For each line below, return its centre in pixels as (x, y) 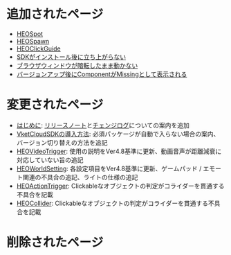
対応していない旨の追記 (50, 159)
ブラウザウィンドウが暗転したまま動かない (77, 65)
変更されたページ (55, 105)
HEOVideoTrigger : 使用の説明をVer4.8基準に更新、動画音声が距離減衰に (119, 151)
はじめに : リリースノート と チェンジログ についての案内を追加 (103, 125)
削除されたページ (55, 243)
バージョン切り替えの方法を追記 (62, 142)
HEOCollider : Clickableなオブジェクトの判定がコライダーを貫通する (112, 203)
